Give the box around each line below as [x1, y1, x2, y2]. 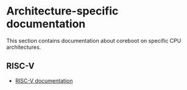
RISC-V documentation [15, 77, 73, 84]
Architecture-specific [6, 4, 119, 18]
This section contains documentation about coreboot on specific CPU [6, 37, 182, 44]
